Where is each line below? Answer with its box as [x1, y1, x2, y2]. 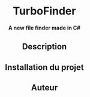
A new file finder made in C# [8, 24, 80, 31]
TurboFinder [13, 4, 76, 18]
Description [22, 42, 67, 52]
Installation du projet [5, 62, 84, 72]
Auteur [31, 83, 58, 93]
